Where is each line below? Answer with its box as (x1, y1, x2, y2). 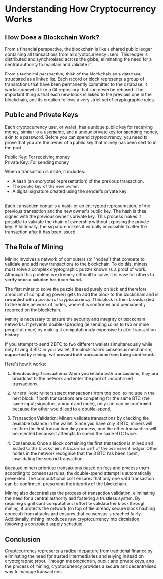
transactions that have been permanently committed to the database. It (5, 81, 147, 87)
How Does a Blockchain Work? (5, 33, 100, 41)
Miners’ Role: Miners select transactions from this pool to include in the (12, 390, 155, 396)
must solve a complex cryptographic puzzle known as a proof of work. (5, 266, 147, 272)
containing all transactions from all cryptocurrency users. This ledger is (5, 51, 148, 57)
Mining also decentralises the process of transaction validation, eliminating (5, 490, 155, 496)
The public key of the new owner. (12, 183, 79, 189)
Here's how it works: (5, 361, 47, 367)
